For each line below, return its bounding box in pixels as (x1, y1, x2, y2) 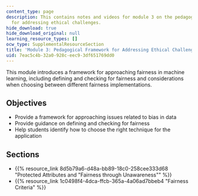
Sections (6, 150, 39, 160)
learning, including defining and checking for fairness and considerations (6, 75, 184, 82)
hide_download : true (6, 25, 57, 31)
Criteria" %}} (14, 184, 47, 191)
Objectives (6, 98, 47, 108)
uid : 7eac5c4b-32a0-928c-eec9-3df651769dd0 (6, 52, 115, 58)
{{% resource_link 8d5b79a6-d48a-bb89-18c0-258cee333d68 (14, 165, 169, 172)
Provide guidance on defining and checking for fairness (14, 120, 150, 127)
